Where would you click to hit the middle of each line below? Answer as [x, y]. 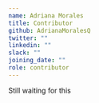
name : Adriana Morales [46, 16]
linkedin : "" [30, 46]
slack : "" [25, 53]
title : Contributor [41, 23]
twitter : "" [28, 38]
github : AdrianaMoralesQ [49, 30]
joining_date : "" [37, 61]
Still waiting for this [40, 90]
